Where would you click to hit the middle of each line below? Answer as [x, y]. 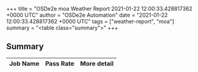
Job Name [24, 64]
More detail [97, 64]
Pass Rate [59, 64]
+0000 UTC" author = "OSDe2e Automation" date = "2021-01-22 [87, 15]
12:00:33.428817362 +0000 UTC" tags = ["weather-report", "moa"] [90, 21]
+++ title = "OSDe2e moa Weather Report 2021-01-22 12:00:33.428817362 [99, 9]
